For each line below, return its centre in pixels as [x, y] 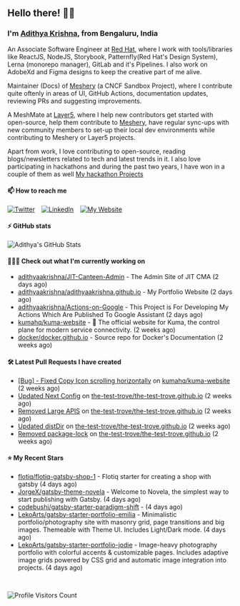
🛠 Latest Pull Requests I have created [64, 362]
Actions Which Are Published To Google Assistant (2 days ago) [110, 315]
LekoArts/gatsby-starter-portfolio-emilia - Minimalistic [97, 514]
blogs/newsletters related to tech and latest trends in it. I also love [104, 158]
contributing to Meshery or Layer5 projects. [71, 137]
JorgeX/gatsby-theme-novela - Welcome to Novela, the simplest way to [123, 491]
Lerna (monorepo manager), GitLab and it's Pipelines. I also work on [108, 64]
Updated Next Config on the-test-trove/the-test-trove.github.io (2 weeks [125, 395]
